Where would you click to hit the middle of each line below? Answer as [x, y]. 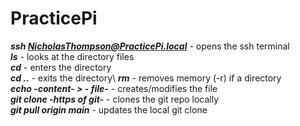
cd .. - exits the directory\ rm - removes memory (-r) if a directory [146, 78]
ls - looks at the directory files [72, 56]
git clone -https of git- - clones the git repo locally [115, 99]
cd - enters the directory [61, 67]
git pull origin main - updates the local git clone [109, 109]
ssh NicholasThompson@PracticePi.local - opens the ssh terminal [150, 46]
